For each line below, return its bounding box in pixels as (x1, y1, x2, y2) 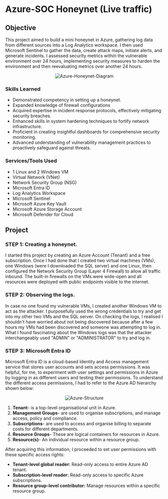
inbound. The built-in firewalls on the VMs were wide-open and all (5, 274, 142, 280)
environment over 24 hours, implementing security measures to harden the (5, 58, 160, 64)
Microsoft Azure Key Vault (12, 200, 67, 206)
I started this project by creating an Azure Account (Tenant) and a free (5, 252, 150, 259)
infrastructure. (12, 124, 43, 130)
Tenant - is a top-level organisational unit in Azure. (12, 404, 116, 410)
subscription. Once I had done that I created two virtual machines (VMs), (5, 258, 155, 264)
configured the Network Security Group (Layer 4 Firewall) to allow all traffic (5, 268, 161, 274)
